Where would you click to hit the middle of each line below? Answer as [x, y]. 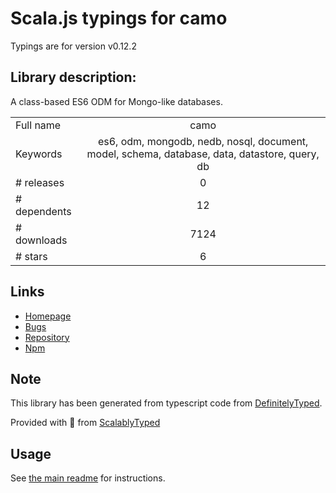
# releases [40, 182]
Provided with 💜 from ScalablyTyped [85, 423]
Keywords [39, 154]
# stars [31, 256]
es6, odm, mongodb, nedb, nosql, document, [203, 141]
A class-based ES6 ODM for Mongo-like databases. [116, 101]
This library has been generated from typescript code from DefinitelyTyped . [166, 403]
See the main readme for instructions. [88, 478]
